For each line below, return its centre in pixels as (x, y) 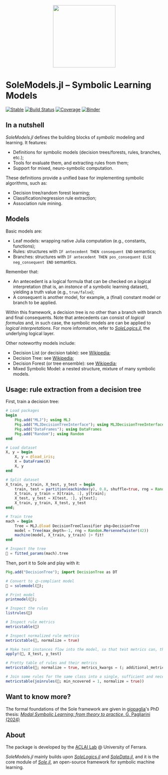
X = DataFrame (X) (33, 462)
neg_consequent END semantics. (45, 262)
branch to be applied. (35, 302)
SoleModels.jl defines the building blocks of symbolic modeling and (75, 137)
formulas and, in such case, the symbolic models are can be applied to (78, 323)
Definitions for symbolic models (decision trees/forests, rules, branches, (87, 152)
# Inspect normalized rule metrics (43, 636)
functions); (24, 246)
